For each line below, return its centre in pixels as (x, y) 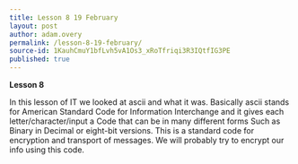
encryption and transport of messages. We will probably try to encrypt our (147, 140)
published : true (39, 59)
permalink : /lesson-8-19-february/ (76, 43)
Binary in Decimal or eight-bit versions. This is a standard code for (131, 130)
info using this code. (47, 150)
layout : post (34, 26)
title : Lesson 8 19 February (64, 17)
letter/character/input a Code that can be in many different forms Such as (145, 121)
